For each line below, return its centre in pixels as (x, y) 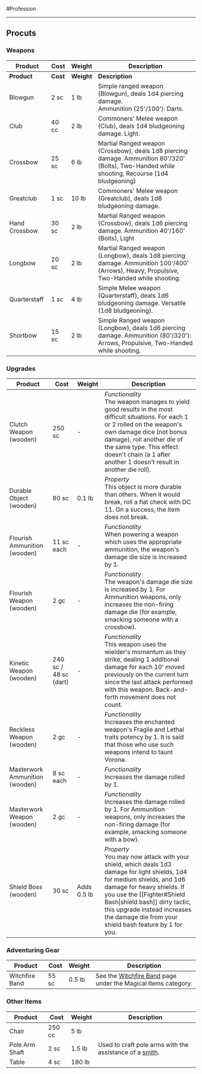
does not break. (127, 517)
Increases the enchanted (139, 721)
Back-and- (172, 689)
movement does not (148, 697)
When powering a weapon (142, 534)
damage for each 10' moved (145, 667)
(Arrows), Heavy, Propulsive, (139, 271)
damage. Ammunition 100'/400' (144, 263)
